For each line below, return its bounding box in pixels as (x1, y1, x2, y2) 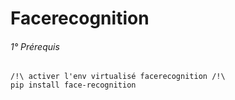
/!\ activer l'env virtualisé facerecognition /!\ (10, 72, 226, 82)
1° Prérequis (10, 40, 60, 52)
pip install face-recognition (10, 80, 137, 91)
